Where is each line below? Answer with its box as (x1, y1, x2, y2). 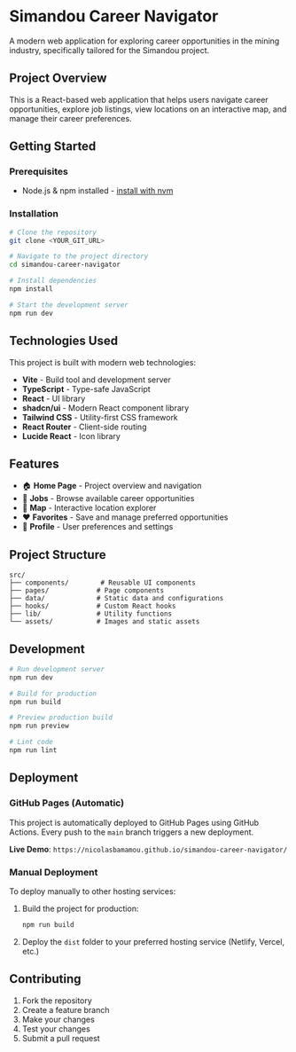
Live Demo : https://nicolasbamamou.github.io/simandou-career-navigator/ (9, 844, 288, 854)
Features (9, 456, 59, 471)
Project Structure (9, 547, 106, 562)
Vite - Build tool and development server (21, 374, 171, 385)
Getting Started (9, 139, 97, 154)
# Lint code (9, 738, 53, 747)
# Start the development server (9, 300, 129, 310)
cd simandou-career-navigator (9, 260, 121, 270)
